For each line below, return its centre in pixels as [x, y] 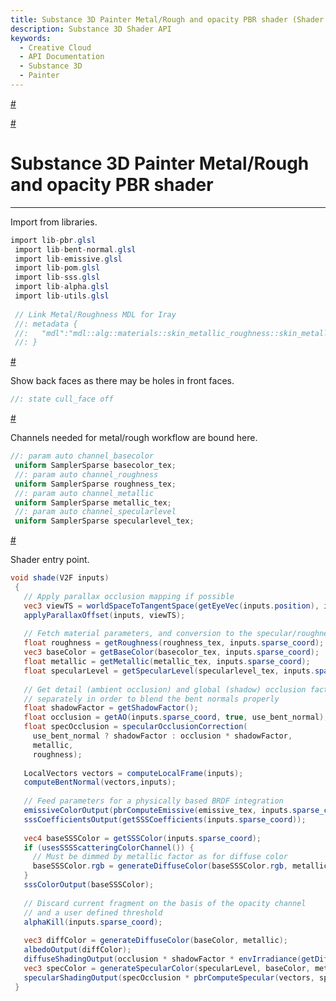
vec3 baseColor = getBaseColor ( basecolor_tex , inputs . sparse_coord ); [171, 652]
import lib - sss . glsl [57, 277]
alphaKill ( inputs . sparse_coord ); [93, 922]
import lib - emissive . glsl [68, 259]
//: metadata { [46, 324]
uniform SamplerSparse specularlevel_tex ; [104, 521]
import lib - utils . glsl [62, 296]
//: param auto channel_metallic [84, 493]
